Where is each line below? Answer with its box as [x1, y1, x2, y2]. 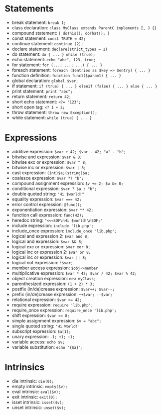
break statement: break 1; [11, 19, 66, 25]
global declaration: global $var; [11, 78, 78, 84]
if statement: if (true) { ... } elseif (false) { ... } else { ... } [11, 83, 158, 89]
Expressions [4, 132, 57, 143]
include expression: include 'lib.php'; [11, 222, 94, 228]
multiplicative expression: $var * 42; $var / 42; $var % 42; [11, 270, 138, 276]
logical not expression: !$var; [11, 259, 73, 265]
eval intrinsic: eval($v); [11, 389, 61, 395]
